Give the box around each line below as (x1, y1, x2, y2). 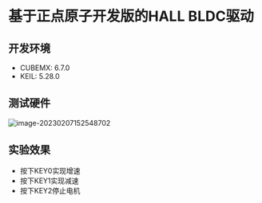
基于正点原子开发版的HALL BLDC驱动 (8, 7, 254, 25)
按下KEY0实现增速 (19, 166, 81, 175)
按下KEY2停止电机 (19, 185, 81, 195)
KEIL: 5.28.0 (19, 72, 60, 80)
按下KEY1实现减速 (19, 176, 79, 185)
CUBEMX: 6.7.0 (19, 63, 70, 72)
